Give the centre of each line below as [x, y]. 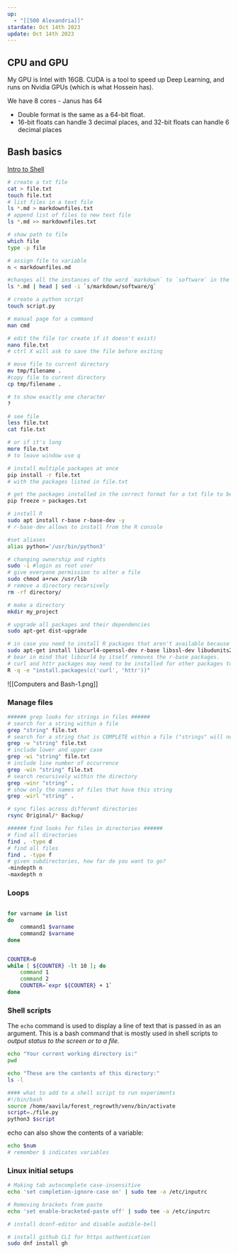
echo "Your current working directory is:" [73, 1054]
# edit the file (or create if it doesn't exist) [82, 338]
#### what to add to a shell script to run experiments [91, 1093]
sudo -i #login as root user [50, 566]
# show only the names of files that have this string [90, 790]
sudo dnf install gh [38, 1243]
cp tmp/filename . [34, 384]
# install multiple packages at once [63, 468]
